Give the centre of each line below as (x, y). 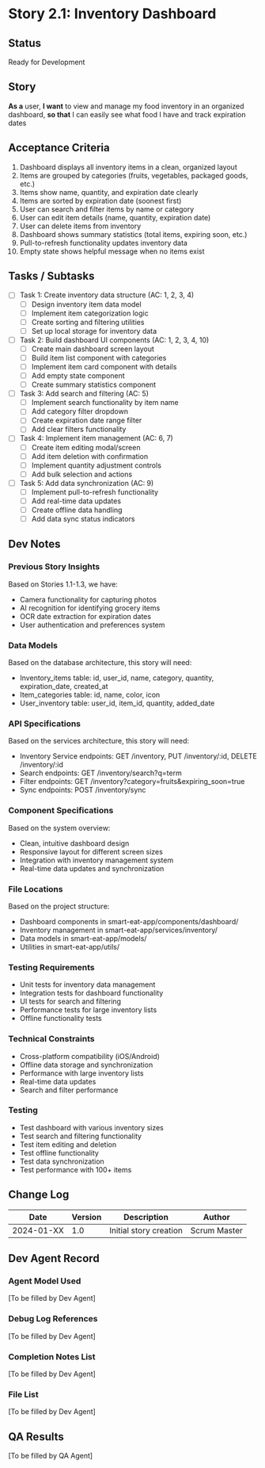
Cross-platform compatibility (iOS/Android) (90, 1056)
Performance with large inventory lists (81, 1073)
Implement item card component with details (104, 366)
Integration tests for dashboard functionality (91, 993)
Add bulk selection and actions (82, 474)
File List (23, 1394)
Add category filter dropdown (80, 411)
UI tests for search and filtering (70, 1002)
